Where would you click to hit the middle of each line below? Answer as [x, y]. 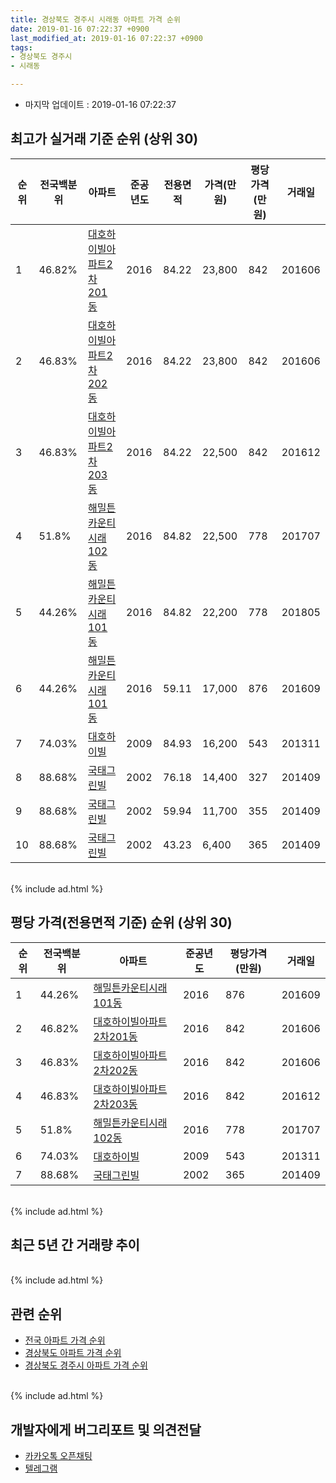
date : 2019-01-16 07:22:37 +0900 [80, 29]
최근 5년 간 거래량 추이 [75, 1245]
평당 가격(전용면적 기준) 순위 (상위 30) [121, 922]
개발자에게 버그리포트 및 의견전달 [106, 1429]
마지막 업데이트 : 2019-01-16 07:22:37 [100, 104]
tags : [21, 47]
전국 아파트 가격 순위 [65, 1340]
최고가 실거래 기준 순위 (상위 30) [104, 139]
